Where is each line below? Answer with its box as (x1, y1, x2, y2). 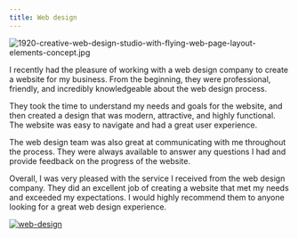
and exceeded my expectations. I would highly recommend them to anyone (9, 192, 285, 202)
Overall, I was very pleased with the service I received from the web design (9, 173, 286, 184)
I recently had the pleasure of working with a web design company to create (9, 64, 289, 75)
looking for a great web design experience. (9, 201, 167, 212)
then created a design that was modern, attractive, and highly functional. (9, 110, 276, 120)
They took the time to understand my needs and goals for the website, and (9, 100, 283, 111)
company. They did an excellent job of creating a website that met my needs (9, 182, 289, 193)
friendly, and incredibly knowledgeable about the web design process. (9, 83, 268, 94)
